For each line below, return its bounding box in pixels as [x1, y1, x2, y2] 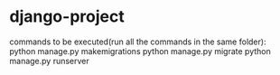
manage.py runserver [9, 55, 90, 66]
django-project [9, 6, 125, 27]
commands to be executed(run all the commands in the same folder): [9, 36, 266, 47]
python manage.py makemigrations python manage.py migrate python [9, 45, 271, 56]
